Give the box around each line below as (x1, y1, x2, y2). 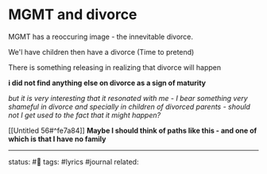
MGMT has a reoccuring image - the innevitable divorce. (8, 32, 193, 41)
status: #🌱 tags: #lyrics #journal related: (8, 157, 139, 166)
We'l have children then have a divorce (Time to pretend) (8, 47, 195, 56)
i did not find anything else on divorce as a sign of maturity (8, 78, 207, 87)
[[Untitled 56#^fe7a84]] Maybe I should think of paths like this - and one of (8, 126, 257, 135)
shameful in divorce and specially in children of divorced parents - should (8, 102, 250, 111)
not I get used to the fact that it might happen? (8, 110, 161, 120)
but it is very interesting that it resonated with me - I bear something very (8, 93, 248, 102)
